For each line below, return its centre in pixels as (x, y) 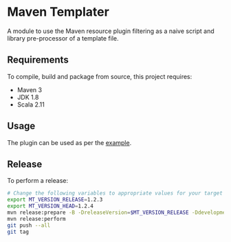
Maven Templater (58, 12)
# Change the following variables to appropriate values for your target (115, 193)
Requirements (38, 60)
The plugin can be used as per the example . (69, 142)
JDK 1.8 (28, 97)
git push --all (29, 225)
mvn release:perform (37, 219)
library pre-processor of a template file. (63, 38)
